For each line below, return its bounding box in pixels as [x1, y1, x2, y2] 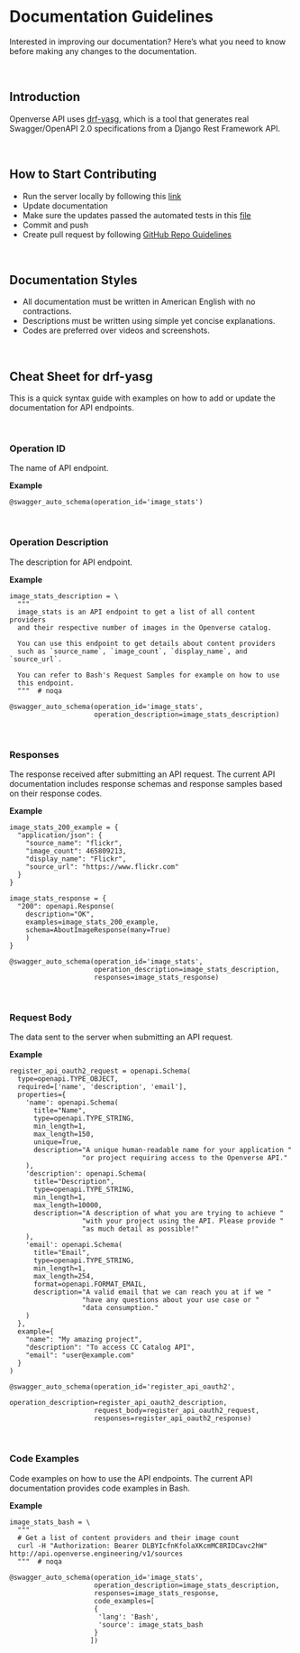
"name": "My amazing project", [25, 1335, 143, 1344]
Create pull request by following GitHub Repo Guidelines [22, 228, 232, 240]
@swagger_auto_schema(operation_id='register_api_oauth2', [9, 1382, 236, 1391]
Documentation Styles [9, 272, 138, 288]
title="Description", [32, 1177, 115, 1187]
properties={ [17, 1090, 67, 1100]
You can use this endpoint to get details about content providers [17, 639, 277, 648]
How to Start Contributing [9, 167, 158, 182]
